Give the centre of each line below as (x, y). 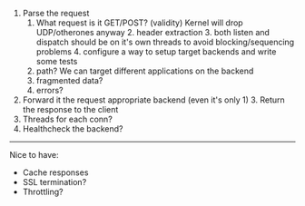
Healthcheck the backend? (73, 129)
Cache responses (55, 172)
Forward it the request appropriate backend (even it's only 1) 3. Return (154, 100)
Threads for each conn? (68, 119)
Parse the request (56, 13)
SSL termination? (54, 182)
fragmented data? (69, 80)
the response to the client (70, 109)
